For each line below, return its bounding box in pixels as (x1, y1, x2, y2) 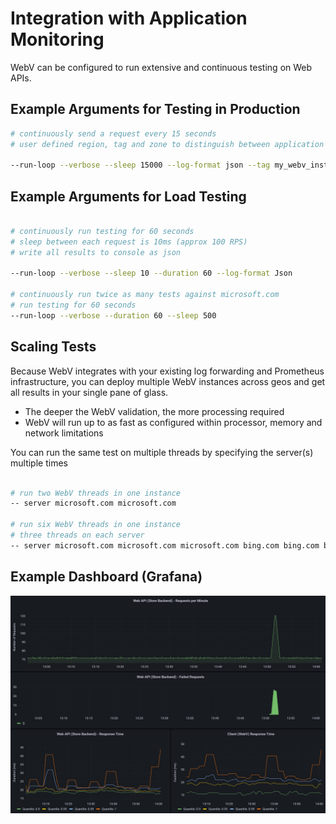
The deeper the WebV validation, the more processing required (24, 405, 285, 417)
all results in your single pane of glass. (10, 386, 169, 398)
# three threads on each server (10, 530, 145, 540)
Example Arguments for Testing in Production (10, 101, 301, 118)
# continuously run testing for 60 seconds (10, 226, 195, 236)
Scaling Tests (10, 338, 97, 356)
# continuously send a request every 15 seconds (10, 128, 217, 139)
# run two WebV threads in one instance (10, 488, 182, 498)
